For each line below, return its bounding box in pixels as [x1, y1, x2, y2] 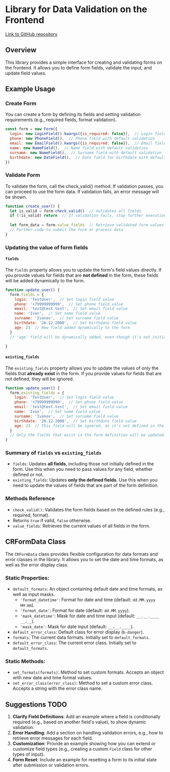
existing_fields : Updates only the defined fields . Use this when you [12, 477, 158, 483]
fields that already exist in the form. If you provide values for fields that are [5, 370, 162, 376]
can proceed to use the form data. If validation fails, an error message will [5, 189, 159, 195]
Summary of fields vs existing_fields [5, 450, 102, 457]
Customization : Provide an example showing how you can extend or [12, 741, 156, 746]
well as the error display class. [5, 562, 69, 568]
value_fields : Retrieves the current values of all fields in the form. [12, 523, 151, 529]
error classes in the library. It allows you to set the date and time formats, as [5, 556, 163, 562]
